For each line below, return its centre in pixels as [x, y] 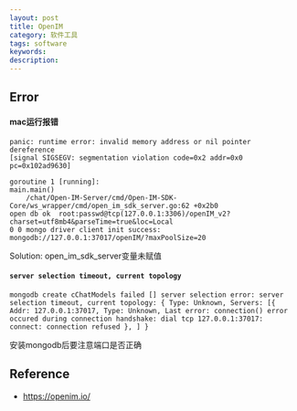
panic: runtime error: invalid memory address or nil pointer [130, 142]
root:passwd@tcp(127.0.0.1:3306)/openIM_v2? [144, 214]
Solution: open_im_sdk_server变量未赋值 [86, 256]
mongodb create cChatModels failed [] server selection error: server [147, 295]
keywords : [28, 52]
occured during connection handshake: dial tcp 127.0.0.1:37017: [136, 319]
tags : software [38, 43]
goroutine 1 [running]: [55, 182]
